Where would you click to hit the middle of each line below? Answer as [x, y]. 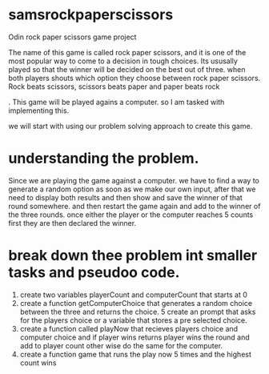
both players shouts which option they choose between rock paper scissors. [134, 78]
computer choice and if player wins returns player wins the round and [134, 337]
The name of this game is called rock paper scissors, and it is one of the [127, 52]
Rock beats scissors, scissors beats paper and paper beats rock [114, 86]
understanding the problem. [104, 159]
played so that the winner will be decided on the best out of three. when [127, 69]
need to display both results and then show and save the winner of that [125, 197]
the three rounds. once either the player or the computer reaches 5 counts [131, 215]
